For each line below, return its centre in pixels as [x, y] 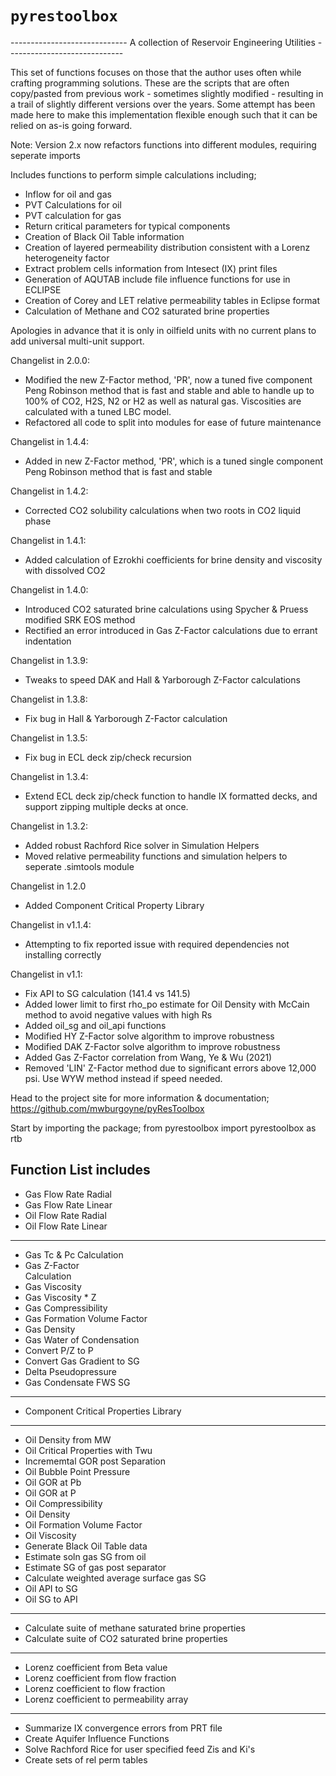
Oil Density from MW [68, 1439]
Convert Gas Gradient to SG [82, 1361]
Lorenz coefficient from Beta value [96, 1667]
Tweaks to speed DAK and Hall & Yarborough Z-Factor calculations [162, 679]
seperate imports [45, 155]
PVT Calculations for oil [73, 204]
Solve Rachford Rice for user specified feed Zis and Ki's [140, 1749]
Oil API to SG [51, 1588]
